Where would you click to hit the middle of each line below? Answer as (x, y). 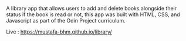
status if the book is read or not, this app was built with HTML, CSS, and (93, 14)
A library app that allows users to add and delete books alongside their (92, 8)
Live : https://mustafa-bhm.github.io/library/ (59, 32)
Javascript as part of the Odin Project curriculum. (66, 20)
